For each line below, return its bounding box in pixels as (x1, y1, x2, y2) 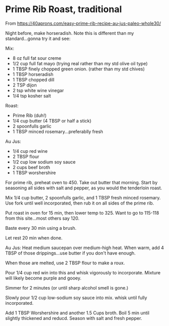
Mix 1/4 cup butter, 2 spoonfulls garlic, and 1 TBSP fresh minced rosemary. (5, 194, 161, 200)
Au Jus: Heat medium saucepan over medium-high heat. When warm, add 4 (5, 244, 164, 251)
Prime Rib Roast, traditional (5, 4, 122, 15)
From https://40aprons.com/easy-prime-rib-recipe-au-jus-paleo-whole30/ (5, 20, 161, 26)
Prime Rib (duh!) (12, 112, 47, 118)
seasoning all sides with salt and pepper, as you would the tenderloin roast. (5, 185, 162, 191)
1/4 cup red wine (12, 148, 48, 154)
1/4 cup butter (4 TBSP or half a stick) (12, 117, 92, 124)
